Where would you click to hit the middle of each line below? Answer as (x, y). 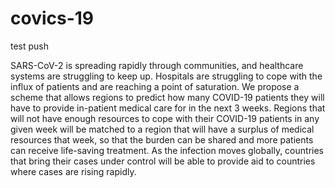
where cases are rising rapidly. (73, 171)
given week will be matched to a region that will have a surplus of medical (162, 129)
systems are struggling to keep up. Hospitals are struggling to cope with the (166, 76)
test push (30, 46)
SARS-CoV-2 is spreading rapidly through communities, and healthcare (157, 65)
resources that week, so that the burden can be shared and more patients (162, 139)
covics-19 (52, 18)
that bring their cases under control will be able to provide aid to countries (163, 161)
